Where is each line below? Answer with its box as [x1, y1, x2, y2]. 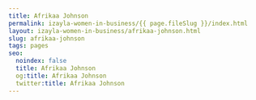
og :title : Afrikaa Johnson [15, 72, 107, 80]
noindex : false [15, 57, 67, 65]
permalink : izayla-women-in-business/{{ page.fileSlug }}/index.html [8, 19, 249, 27]
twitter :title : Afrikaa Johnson [15, 79, 126, 87]
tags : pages [8, 42, 49, 50]
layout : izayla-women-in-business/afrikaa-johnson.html [8, 27, 201, 35]
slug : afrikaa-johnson [8, 34, 85, 43]
